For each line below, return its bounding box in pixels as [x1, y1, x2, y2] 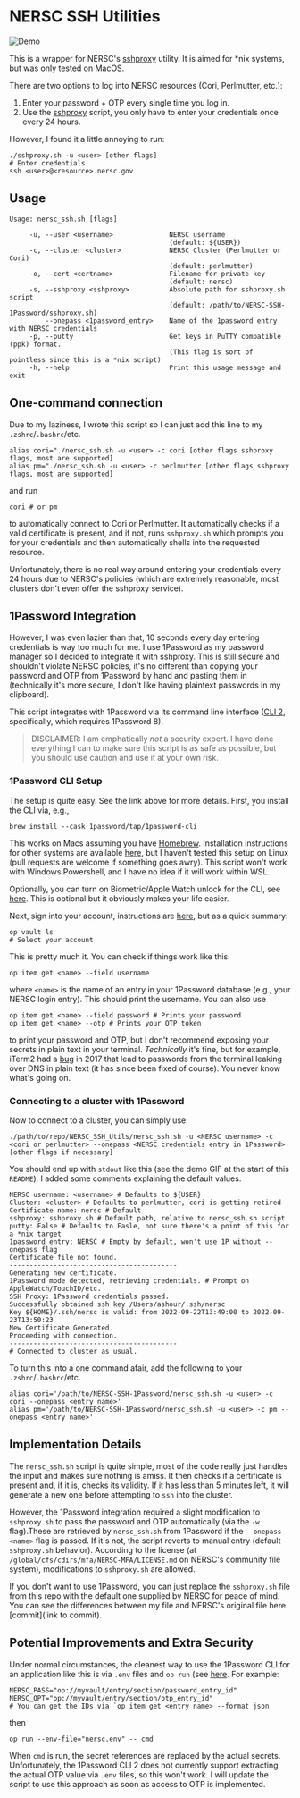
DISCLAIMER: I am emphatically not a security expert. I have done [30, 733, 274, 744]
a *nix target [9, 1229, 62, 1238]
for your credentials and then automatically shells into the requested [9, 536, 261, 547]
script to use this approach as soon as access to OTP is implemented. [9, 1778, 266, 1789]
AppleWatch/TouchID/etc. [9, 1284, 102, 1293]
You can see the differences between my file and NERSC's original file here [9, 1600, 287, 1610]
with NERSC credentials [9, 324, 98, 333]
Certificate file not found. [9, 1253, 118, 1262]
